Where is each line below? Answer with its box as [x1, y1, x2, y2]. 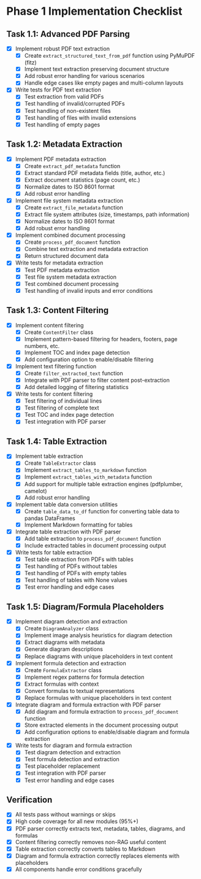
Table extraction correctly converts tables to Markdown [15, 845, 156, 853]
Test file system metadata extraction [24, 273, 117, 281]
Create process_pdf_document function [24, 238, 121, 246]
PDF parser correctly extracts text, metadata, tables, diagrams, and [15, 824, 186, 832]
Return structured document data [24, 252, 109, 260]
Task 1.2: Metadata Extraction [6, 139, 123, 150]
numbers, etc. [24, 342, 60, 349]
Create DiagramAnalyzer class [24, 625, 99, 632]
